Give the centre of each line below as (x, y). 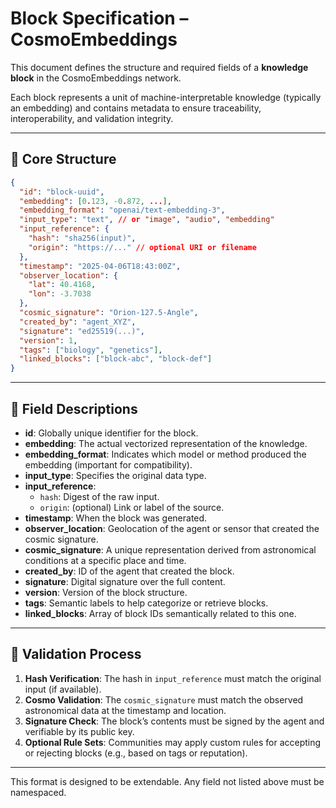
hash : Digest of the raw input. (99, 496)
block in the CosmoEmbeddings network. (96, 78)
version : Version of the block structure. (106, 592)
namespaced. (38, 792)
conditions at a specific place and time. (105, 560)
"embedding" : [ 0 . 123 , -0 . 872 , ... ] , (95, 201)
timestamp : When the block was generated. (116, 518)
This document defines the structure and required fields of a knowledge (159, 67)
